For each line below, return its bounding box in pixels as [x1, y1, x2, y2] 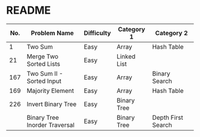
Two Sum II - [26, 69, 64, 77]
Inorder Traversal [26, 120, 75, 129]
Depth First [152, 113, 183, 122]
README [6, 4, 51, 17]
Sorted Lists [26, 60, 61, 68]
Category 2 [155, 29, 188, 37]
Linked [117, 52, 136, 60]
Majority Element [26, 86, 74, 95]
